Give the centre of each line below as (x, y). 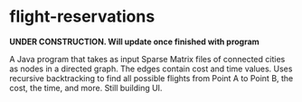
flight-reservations (82, 17)
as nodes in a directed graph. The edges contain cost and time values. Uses (151, 69)
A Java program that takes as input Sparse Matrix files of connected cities (147, 59)
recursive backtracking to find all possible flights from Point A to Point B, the (151, 78)
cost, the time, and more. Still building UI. (86, 88)
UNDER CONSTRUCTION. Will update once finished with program (134, 42)
